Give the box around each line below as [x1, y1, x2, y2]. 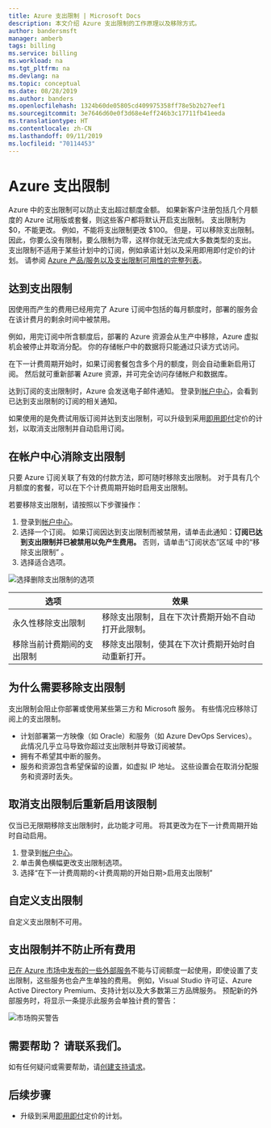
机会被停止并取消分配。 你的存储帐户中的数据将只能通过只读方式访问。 [8, 342, 244, 351]
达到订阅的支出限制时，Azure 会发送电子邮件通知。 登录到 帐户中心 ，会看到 [8, 386, 258, 396]
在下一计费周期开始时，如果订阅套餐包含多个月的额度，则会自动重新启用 [8, 359, 248, 368]
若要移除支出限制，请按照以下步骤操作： [8, 500, 143, 510]
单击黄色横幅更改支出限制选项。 [19, 857, 127, 867]
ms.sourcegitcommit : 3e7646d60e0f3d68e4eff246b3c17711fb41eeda [8, 110, 226, 118]
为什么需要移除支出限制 [8, 680, 125, 695]
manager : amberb [8, 34, 63, 43]
